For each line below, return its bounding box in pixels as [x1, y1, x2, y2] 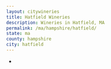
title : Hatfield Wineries [6, 14, 70, 20]
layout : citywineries [6, 8, 60, 15]
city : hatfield [6, 42, 44, 48]
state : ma [6, 31, 31, 37]
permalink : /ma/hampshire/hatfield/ [6, 25, 97, 31]
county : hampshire [6, 36, 52, 42]
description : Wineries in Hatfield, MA [6, 19, 105, 25]
